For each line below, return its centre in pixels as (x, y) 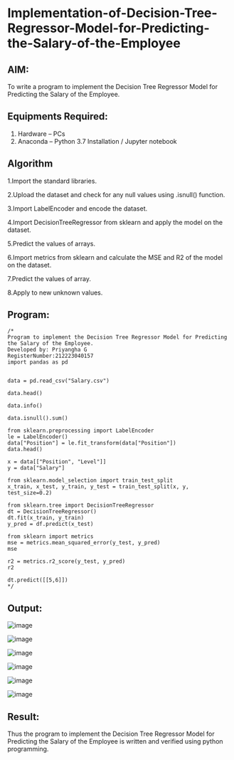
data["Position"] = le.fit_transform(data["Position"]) (92, 443)
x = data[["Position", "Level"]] (57, 462)
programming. (28, 749)
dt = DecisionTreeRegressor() (52, 512)
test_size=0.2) (30, 493)
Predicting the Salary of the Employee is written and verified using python (115, 741)
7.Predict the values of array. (49, 278)
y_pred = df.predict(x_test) (50, 524)
